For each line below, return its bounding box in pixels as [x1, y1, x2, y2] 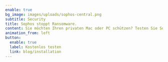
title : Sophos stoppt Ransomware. [5, 21, 77, 26]
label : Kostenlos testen [9, 44, 61, 49]
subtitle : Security [5, 16, 46, 21]
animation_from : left [5, 30, 50, 35]
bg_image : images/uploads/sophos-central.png [5, 12, 101, 17]
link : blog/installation [9, 49, 61, 54]
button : [5, 35, 21, 40]
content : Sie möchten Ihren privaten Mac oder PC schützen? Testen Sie [5, 26, 157, 31]
